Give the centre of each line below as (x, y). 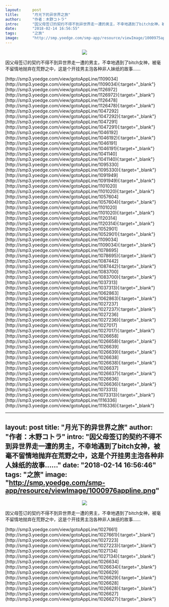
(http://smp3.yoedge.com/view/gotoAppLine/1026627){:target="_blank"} (81, 599)
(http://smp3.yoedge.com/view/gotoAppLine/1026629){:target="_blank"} (81, 577)
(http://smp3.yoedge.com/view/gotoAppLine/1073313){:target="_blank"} (80, 395)
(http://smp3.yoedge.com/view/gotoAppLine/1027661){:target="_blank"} (80, 534)
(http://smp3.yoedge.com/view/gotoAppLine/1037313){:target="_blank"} (80, 287)
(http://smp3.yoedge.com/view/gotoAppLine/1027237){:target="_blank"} (80, 309)
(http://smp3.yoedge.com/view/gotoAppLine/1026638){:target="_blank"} (81, 362)
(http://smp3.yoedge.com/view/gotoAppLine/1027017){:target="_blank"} (80, 330)
